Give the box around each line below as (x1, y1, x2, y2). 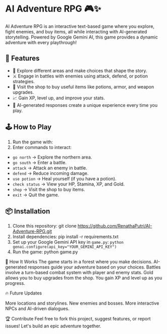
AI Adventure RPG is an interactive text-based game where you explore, (5, 23, 155, 29)
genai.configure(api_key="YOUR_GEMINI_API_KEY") (12, 244, 117, 250)
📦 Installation (5, 207, 50, 215)
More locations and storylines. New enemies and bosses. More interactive (5, 300, 159, 306)
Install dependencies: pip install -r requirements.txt (12, 234, 119, 240)
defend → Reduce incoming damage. (12, 170, 89, 176)
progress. (5, 280, 25, 286)
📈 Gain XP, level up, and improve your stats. (12, 95, 105, 101)
